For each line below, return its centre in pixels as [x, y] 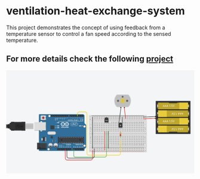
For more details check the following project [90, 59]
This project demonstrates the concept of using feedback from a [86, 27]
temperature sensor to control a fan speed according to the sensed [89, 33]
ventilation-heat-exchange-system [96, 11]
